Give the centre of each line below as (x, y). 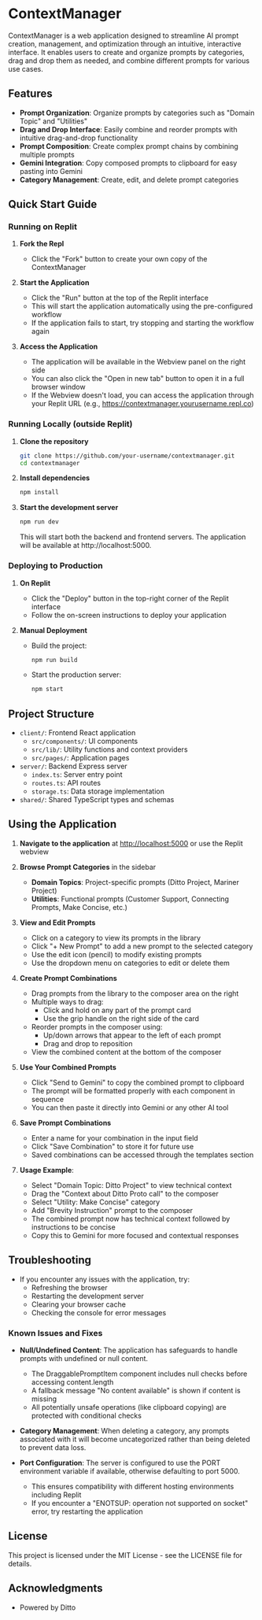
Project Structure (51, 714)
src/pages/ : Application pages (80, 758)
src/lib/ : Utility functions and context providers (109, 749)
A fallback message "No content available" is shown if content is (136, 1391)
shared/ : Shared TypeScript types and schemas (97, 800)
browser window (58, 387)
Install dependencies (55, 478)
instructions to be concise (73, 1227)
